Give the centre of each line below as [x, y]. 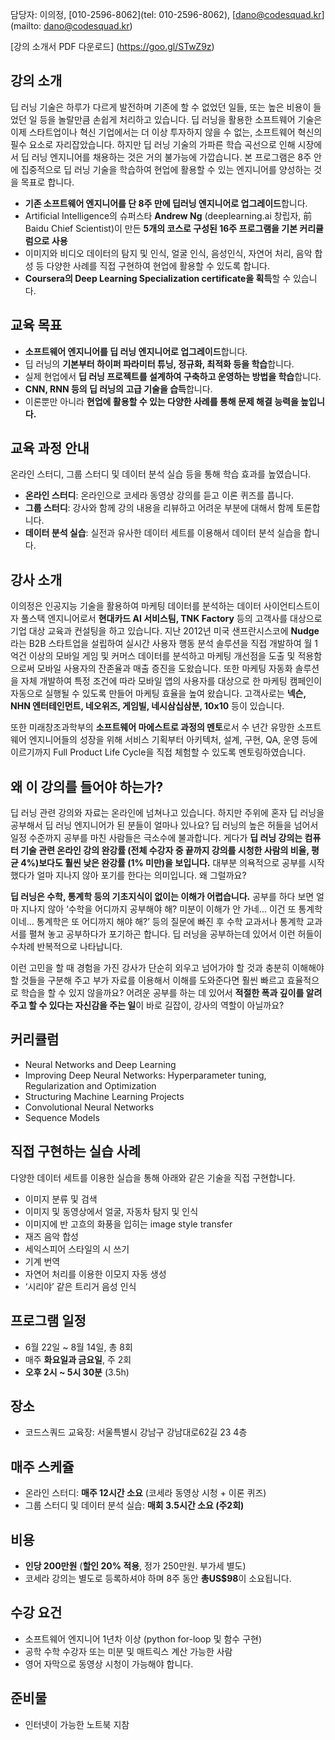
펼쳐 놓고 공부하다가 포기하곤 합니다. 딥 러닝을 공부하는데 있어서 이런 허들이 [175, 934]
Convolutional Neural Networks [89, 1107]
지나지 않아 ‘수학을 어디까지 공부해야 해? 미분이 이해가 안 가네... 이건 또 [158, 909]
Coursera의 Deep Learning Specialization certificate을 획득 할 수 [158, 278]
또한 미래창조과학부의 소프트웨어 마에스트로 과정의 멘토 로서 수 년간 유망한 [152, 727]
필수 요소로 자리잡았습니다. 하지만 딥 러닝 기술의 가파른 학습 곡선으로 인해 [153, 144]
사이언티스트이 [292, 606]
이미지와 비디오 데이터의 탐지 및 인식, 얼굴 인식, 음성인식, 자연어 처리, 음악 [168, 253]
